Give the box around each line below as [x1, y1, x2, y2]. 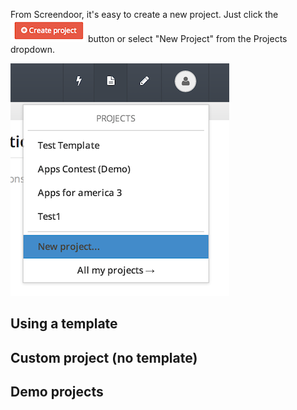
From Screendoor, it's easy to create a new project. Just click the [10, 9, 279, 20]
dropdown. [10, 44, 56, 55]
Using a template [10, 315, 118, 333]
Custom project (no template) [10, 349, 198, 366]
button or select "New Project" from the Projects [87, 33, 288, 44]
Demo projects [10, 384, 104, 401]
